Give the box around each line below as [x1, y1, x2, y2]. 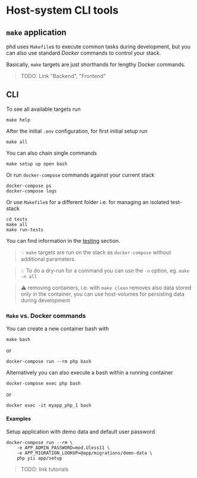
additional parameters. [20, 255, 76, 263]
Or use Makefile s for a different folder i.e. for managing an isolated [6, 198, 170, 205]
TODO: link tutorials [20, 465, 69, 473]
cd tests [6, 216, 28, 222]
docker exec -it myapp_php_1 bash [6, 402, 92, 408]
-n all [20, 273, 37, 280]
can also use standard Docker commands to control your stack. [6, 49, 161, 57]
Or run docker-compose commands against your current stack [6, 171, 155, 179]
